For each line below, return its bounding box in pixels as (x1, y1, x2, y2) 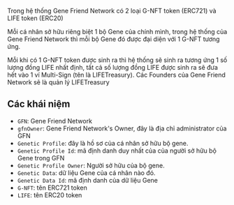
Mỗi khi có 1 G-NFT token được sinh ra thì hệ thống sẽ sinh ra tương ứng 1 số (7, 56, 228, 64)
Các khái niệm (7, 98, 71, 110)
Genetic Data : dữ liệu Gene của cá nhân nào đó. (17, 168, 156, 177)
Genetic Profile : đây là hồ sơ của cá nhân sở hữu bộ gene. (17, 139, 189, 147)
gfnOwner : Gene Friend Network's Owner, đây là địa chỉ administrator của (17, 124, 227, 132)
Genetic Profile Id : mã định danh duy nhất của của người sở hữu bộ (17, 146, 217, 155)
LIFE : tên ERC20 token (17, 190, 82, 199)
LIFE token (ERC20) (7, 14, 64, 22)
